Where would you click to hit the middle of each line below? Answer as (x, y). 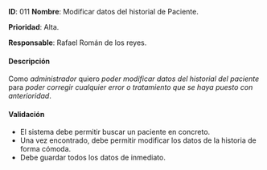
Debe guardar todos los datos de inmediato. (93, 158)
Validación (27, 114)
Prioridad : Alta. (34, 27)
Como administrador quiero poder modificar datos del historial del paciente (134, 79)
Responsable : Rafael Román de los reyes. (78, 42)
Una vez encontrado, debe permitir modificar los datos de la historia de (138, 140)
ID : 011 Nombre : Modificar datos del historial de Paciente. (103, 12)
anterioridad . (30, 96)
